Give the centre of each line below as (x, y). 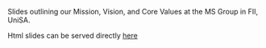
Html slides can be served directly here (73, 36)
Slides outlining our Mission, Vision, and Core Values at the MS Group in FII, (133, 12)
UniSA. (19, 20)
